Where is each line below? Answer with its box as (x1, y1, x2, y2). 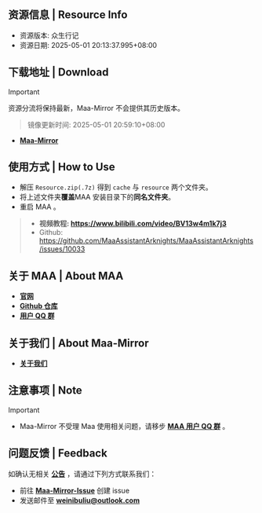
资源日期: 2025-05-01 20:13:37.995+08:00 (19, 40, 158, 49)
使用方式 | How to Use (8, 160, 115, 174)
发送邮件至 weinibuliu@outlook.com (19, 495, 140, 505)
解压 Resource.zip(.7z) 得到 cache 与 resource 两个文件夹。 (19, 182, 213, 192)
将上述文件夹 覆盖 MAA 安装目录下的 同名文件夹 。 (19, 192, 175, 202)
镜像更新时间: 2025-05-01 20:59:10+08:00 (27, 119, 166, 129)
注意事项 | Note (8, 384, 82, 398)
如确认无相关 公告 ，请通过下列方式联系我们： (8, 469, 157, 478)
